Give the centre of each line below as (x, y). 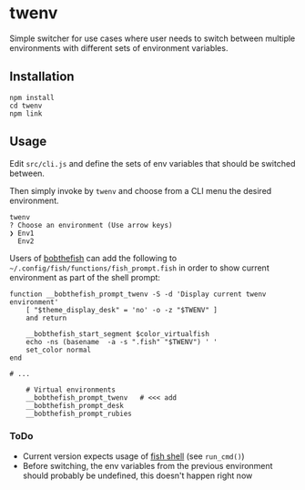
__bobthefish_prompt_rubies (79, 413)
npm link (26, 113)
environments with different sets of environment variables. (119, 47)
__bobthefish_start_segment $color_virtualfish (117, 334)
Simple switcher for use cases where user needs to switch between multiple (152, 38)
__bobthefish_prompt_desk (75, 405)
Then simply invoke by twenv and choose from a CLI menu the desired (141, 190)
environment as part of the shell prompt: (85, 277)
